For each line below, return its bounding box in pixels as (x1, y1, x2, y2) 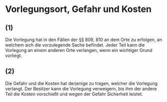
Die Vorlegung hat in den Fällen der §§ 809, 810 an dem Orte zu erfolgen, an (5, 36, 162, 42)
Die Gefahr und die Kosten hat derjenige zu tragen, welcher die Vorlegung (5, 80, 158, 86)
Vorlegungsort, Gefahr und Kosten (5, 3, 152, 15)
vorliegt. (5, 52, 22, 58)
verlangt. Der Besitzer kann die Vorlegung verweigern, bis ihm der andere (5, 85, 157, 91)
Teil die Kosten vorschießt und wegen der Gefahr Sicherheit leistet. (5, 91, 143, 97)
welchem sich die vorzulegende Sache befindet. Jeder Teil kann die (5, 42, 145, 48)
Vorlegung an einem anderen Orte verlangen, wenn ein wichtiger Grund (5, 47, 152, 53)
